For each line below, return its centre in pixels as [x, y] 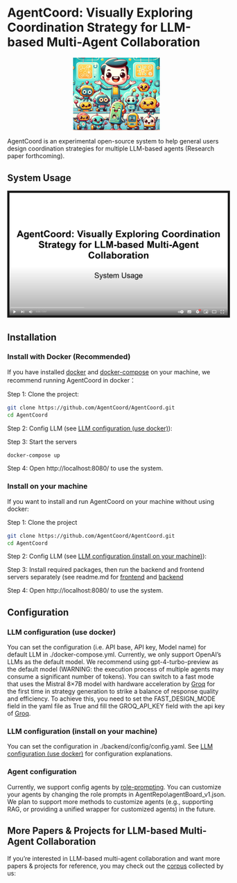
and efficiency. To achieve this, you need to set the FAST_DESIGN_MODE [112, 699]
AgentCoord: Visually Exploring [100, 13]
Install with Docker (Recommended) [69, 357]
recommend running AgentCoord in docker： [72, 380]
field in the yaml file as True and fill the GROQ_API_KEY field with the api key [116, 706]
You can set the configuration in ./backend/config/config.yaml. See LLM [110, 746]
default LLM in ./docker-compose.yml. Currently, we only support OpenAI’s [114, 655]
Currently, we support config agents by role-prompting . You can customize [114, 787]
